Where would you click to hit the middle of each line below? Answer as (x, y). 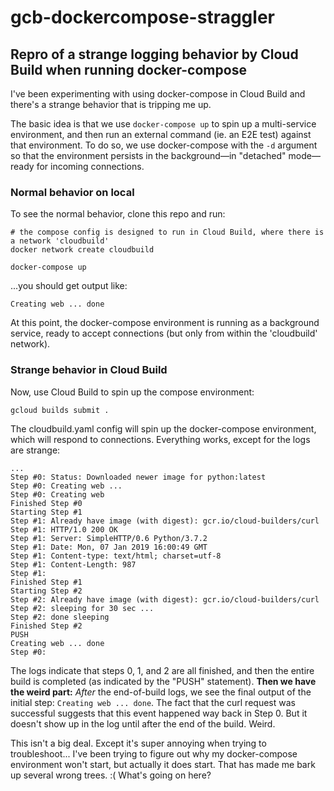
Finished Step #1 (46, 582)
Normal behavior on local (72, 192)
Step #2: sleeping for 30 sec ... (82, 608)
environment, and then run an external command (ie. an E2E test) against (161, 134)
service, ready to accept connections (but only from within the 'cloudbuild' (164, 333)
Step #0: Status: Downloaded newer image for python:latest (138, 477)
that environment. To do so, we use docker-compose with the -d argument (164, 145)
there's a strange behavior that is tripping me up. (111, 104)
